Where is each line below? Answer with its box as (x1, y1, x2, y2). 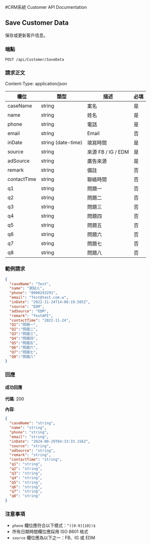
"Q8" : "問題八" (9, 354, 36, 359)
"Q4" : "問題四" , (9, 336, 38, 341)
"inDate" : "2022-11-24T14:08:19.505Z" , (9, 300, 91, 305)
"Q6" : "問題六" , (9, 345, 38, 350)
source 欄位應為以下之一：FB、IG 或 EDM (12, 535, 95, 541)
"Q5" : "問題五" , (9, 341, 38, 345)
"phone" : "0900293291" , (9, 291, 57, 295)
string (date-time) (40, 139, 83, 146)
